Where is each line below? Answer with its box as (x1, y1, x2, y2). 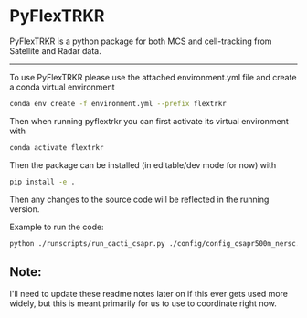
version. (9, 203, 40, 215)
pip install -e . (9, 177, 76, 186)
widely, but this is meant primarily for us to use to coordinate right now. (9, 298, 277, 309)
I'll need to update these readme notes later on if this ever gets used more (9, 289, 288, 300)
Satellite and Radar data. (9, 45, 102, 56)
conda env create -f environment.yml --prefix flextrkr (9, 99, 227, 108)
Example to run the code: (9, 221, 104, 232)
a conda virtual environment (9, 81, 116, 92)
